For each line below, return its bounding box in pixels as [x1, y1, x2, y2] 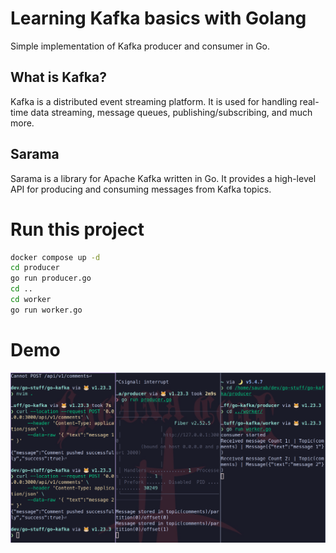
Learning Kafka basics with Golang [10, 7, 307, 30]
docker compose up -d [10, 252, 101, 262]
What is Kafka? [10, 69, 107, 86]
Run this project [10, 218, 145, 241]
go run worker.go [10, 305, 83, 315]
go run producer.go [10, 273, 92, 284]
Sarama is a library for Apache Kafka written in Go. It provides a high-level [10, 172, 317, 184]
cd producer [10, 263, 60, 273]
